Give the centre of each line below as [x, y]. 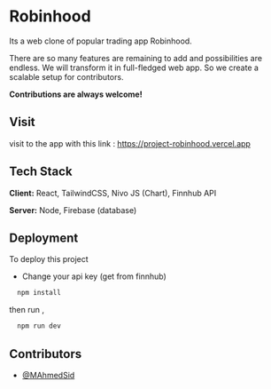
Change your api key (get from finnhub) [94, 276]
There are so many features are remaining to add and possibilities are [136, 58]
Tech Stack [41, 172]
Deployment [44, 238]
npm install [39, 293]
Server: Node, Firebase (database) [73, 210]
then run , [27, 310]
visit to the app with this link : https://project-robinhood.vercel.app [130, 143]
